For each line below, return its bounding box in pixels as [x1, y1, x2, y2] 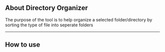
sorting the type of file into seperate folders [5, 22, 93, 28]
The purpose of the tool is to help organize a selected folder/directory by [5, 17, 152, 22]
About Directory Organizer [5, 4, 88, 12]
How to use [5, 41, 40, 49]
